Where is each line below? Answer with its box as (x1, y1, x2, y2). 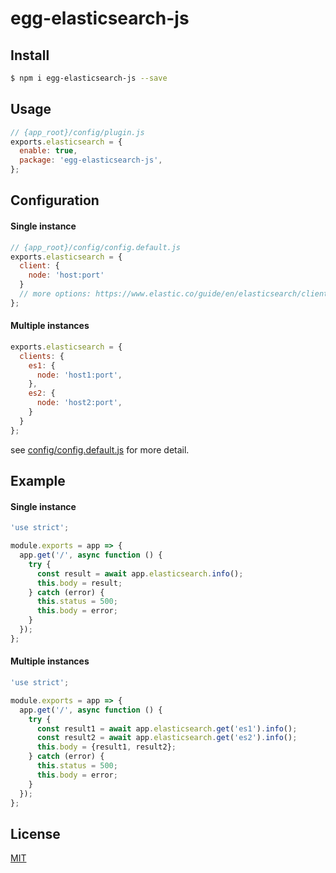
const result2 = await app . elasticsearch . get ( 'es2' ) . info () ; (36, 733, 298, 743)
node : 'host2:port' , (36, 398, 123, 408)
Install (10, 47, 50, 64)
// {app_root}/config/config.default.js (10, 242, 182, 252)
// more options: (19, 289, 92, 299)
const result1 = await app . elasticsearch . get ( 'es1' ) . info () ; (36, 723, 298, 734)
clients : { (19, 351, 65, 361)
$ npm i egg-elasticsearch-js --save (10, 73, 168, 83)
